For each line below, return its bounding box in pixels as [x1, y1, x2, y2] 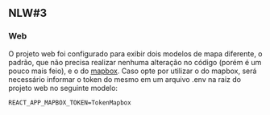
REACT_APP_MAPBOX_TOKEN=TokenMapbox [8, 98, 131, 107]
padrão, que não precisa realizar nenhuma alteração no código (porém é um [8, 57, 262, 67]
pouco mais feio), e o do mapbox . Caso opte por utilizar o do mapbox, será [8, 66, 257, 76]
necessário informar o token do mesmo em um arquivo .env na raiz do [8, 74, 242, 84]
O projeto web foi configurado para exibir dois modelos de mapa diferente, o [8, 48, 264, 59]
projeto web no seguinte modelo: [8, 83, 118, 92]
